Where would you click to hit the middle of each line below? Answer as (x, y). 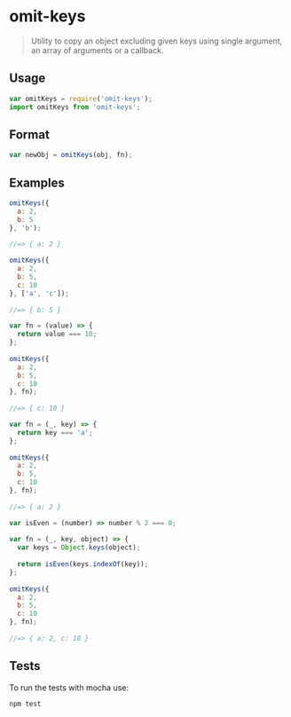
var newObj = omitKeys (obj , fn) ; (71, 155)
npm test (25, 704)
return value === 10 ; (57, 335)
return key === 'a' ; (55, 432)
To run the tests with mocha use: (69, 687)
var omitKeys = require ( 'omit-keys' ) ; (81, 98)
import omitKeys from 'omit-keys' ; (75, 107)
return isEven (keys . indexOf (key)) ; (83, 564)
